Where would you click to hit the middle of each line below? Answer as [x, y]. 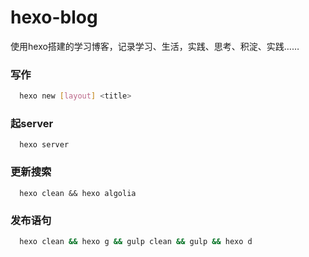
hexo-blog [54, 17]
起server [32, 124]
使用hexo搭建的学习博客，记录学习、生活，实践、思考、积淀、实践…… [155, 46]
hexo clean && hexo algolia [78, 193]
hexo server [44, 145]
